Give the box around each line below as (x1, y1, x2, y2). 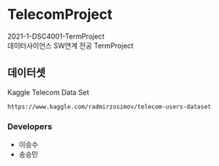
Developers (7, 120, 53, 131)
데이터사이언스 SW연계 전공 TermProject (7, 41, 134, 50)
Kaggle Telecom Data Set (7, 87, 89, 97)
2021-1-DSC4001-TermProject (7, 31, 105, 41)
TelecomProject (7, 6, 113, 24)
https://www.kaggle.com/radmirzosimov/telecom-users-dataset (7, 102, 212, 111)
